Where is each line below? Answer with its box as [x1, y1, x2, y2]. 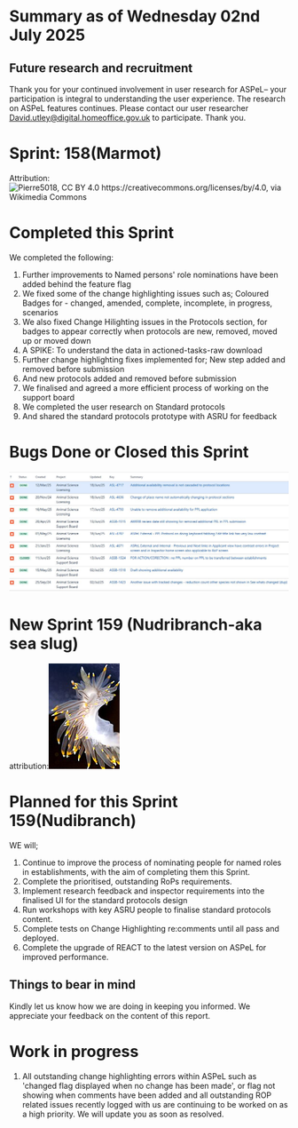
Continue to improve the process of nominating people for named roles [21, 857, 282, 868]
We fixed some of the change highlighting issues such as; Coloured [21, 288, 269, 298]
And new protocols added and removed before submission [21, 373, 237, 384]
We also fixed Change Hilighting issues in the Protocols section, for [21, 316, 268, 327]
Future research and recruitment [9, 60, 193, 75]
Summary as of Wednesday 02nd [9, 6, 261, 27]
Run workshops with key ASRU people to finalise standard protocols [21, 904, 271, 915]
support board [21, 392, 75, 402]
